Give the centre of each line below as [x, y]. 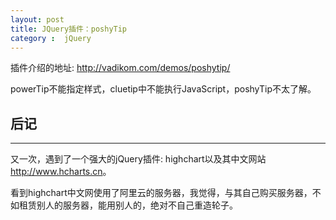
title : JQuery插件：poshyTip [69, 29]
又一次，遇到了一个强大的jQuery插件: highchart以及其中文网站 [138, 159]
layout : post [37, 19]
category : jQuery [51, 38]
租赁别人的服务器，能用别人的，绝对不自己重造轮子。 [128, 205]
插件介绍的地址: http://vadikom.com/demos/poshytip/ [120, 68]
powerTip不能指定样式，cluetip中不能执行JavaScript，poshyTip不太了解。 [163, 89]
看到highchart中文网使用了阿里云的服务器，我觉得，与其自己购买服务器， [161, 193]
